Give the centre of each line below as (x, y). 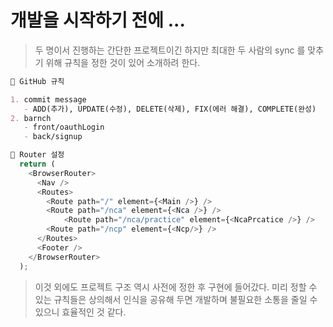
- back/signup (53, 137)
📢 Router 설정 (37, 155)
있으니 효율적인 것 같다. (80, 312)
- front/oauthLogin (64, 127)
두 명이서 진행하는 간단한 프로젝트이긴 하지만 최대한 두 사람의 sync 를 (170, 50)
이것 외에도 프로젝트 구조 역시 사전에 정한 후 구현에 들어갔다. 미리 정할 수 (176, 287)
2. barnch (31, 118)
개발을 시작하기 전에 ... (98, 20)
